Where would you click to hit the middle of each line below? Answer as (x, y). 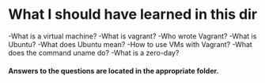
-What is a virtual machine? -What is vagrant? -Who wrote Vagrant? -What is (132, 36)
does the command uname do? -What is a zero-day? (94, 52)
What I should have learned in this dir (133, 14)
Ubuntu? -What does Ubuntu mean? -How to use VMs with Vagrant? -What (131, 44)
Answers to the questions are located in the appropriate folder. (114, 70)
